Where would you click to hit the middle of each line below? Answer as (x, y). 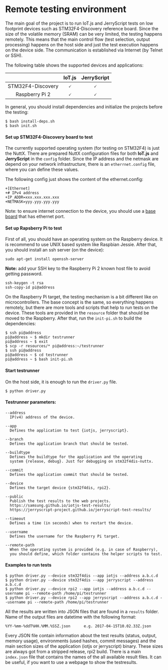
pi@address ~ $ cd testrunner (37, 355)
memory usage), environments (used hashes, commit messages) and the (81, 641)
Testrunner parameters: (31, 402)
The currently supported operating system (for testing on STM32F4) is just (82, 148)
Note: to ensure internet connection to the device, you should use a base (80, 211)
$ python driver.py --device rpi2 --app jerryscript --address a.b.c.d (81, 598)
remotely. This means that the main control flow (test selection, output (78, 39)
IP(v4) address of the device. (42, 417)
